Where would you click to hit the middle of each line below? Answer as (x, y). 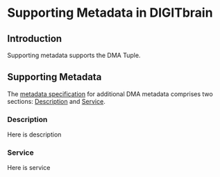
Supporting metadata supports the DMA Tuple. (74, 55)
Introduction (35, 39)
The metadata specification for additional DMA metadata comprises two (110, 94)
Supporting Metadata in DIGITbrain (110, 13)
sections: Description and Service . (56, 101)
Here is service (29, 168)
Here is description (34, 134)
